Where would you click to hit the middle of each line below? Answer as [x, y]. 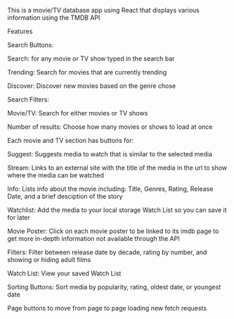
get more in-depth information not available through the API [94, 238]
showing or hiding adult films [49, 259]
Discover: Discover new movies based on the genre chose [92, 86]
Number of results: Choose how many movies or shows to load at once [110, 127]
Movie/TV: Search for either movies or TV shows [78, 113]
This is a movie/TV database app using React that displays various [104, 10]
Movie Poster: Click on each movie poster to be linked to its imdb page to [113, 231]
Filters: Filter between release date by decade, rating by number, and [107, 252]
